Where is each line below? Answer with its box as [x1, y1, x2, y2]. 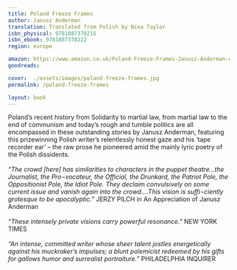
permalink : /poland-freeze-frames [8, 81, 110, 88]
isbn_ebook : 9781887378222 [8, 36, 87, 43]
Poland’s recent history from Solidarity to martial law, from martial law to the [8, 113, 228, 121]
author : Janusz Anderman [8, 17, 81, 24]
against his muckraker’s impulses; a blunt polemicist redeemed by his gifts [8, 247, 224, 256]
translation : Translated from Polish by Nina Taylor [8, 23, 166, 30]
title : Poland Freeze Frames [8, 10, 94, 18]
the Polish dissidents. [8, 150, 70, 158]
